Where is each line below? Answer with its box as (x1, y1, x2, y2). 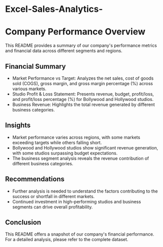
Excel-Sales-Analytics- (5, 3, 103, 15)
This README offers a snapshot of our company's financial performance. (5, 231, 155, 237)
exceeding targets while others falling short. (12, 140, 102, 146)
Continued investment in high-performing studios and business (12, 198, 141, 204)
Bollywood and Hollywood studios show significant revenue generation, (12, 145, 159, 150)
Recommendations (5, 175, 65, 184)
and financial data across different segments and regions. (5, 48, 122, 54)
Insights (5, 121, 31, 130)
